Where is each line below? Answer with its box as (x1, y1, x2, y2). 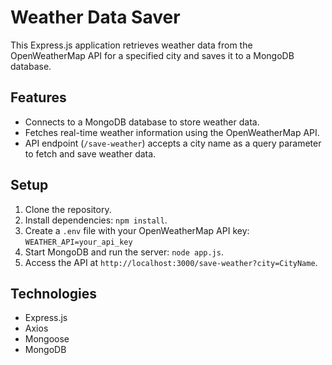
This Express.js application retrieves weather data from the (10, 39, 253, 51)
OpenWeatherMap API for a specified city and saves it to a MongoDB (10, 49, 295, 61)
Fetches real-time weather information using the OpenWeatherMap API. (24, 126, 320, 138)
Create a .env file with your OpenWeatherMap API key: (24, 224, 250, 236)
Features (10, 89, 67, 106)
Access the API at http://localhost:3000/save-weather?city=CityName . (24, 256, 318, 268)
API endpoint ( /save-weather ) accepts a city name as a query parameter (24, 137, 322, 149)
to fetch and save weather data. (24, 147, 157, 160)
